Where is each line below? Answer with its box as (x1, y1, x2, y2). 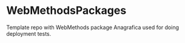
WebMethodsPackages (6, 4, 127, 18)
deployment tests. (6, 30, 52, 37)
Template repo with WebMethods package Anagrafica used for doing (6, 24, 180, 31)
